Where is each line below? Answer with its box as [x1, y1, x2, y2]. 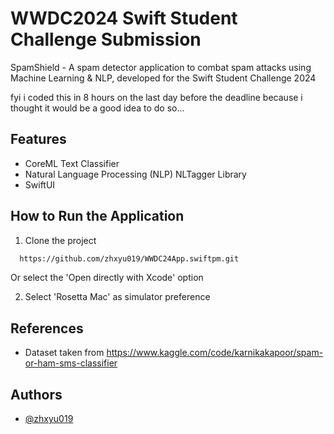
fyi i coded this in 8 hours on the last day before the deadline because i [10, 91, 303, 103]
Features [10, 131, 67, 148]
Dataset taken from [24, 347, 105, 359]
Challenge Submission [10, 28, 202, 51]
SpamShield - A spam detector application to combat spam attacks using [10, 61, 312, 73]
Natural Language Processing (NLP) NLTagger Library [24, 168, 247, 180]
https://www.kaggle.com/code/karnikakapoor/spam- [106, 347, 324, 359]
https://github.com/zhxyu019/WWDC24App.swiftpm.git [19, 253, 240, 264]
